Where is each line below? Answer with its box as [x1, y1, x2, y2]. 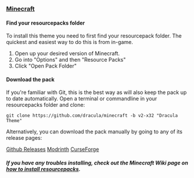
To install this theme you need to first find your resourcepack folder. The [6, 32, 182, 39]
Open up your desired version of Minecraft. [14, 50, 120, 57]
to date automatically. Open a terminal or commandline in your [6, 95, 157, 102]
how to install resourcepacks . [6, 165, 81, 172]
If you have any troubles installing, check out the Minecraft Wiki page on [6, 159, 189, 166]
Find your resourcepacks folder [6, 19, 86, 26]
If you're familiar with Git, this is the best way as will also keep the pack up [6, 89, 187, 96]
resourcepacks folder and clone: [6, 102, 86, 109]
